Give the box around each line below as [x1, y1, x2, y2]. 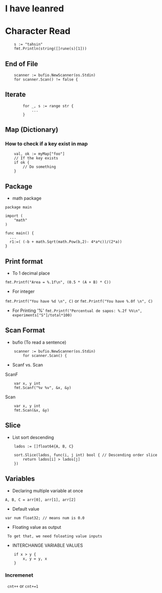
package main [5, 205, 32, 210]
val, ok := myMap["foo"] [14, 152, 65, 157]
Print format [5, 257, 43, 266]
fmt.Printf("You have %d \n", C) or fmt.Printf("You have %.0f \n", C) [5, 298, 153, 304]
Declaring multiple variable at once [12, 487, 83, 494]
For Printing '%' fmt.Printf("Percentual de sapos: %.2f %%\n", [12, 308, 142, 314]
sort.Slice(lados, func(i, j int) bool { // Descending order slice [14, 452, 158, 457]
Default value [12, 506, 39, 512]
